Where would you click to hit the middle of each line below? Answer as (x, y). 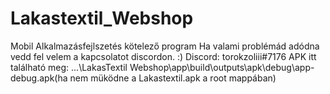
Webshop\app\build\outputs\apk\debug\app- (222, 67)
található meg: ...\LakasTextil (69, 67)
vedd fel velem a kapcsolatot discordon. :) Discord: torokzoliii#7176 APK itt (163, 56)
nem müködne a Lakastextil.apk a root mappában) (173, 78)
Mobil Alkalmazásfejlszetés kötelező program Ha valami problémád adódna (165, 46)
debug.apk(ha (39, 78)
